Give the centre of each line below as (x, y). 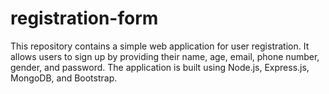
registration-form (84, 18)
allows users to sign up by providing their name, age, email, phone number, (165, 56)
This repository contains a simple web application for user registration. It (160, 46)
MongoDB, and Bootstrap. (64, 78)
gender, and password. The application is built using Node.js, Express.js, (160, 67)
